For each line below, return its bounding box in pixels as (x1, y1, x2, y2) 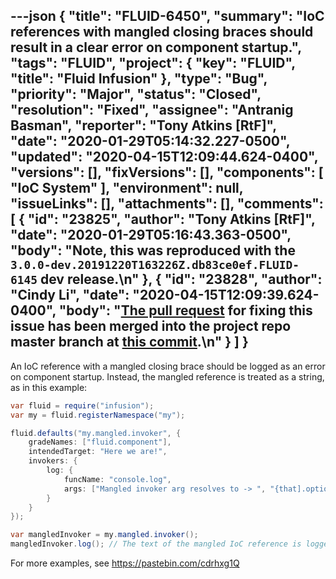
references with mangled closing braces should (10, 24, 314, 41)
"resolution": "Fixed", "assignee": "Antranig (10, 102, 294, 119)
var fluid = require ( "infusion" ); (10, 400, 155, 411)
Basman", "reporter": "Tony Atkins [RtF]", (10, 117, 277, 134)
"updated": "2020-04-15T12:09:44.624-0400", (10, 149, 319, 166)
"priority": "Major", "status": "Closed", (10, 86, 262, 103)
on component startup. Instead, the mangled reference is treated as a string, (10, 370, 325, 383)
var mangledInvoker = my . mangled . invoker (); (10, 530, 199, 540)
